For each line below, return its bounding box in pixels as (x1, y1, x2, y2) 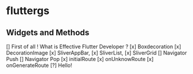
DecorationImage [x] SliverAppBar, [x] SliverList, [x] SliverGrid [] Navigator (6, 49, 187, 56)
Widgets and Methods (6, 28, 90, 38)
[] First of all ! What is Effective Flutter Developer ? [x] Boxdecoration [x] (6, 43, 181, 50)
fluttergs (6, 4, 50, 18)
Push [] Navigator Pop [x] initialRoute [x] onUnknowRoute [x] (6, 56, 154, 62)
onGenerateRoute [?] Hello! (6, 62, 73, 69)
